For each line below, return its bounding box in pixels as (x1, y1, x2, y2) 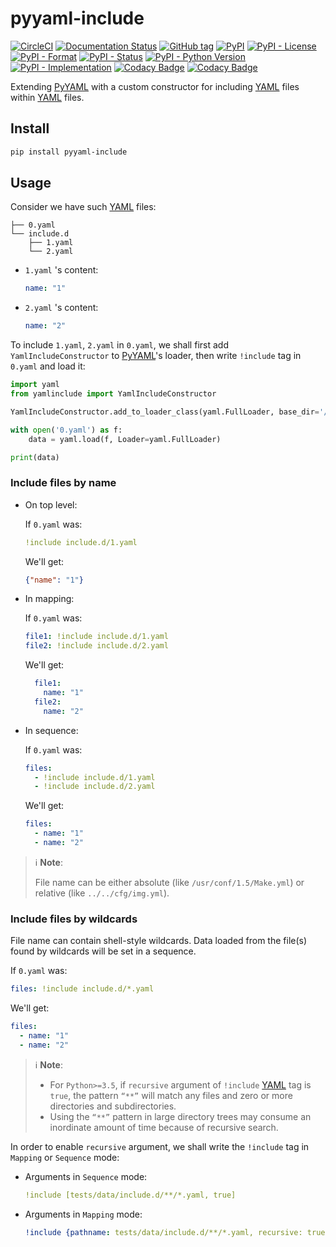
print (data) (10, 452, 60, 462)
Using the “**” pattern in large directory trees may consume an (49, 1110, 312, 1122)
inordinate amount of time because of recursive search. (49, 1121, 279, 1133)
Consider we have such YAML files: (10, 201, 157, 213)
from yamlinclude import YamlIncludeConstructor (10, 389, 217, 399)
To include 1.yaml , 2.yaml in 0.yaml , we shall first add (10, 339, 229, 351)
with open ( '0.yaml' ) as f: (10, 425, 123, 435)
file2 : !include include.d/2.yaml (24, 641, 169, 651)
